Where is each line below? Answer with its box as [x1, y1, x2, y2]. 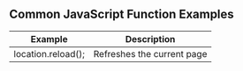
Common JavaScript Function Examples [9, 7, 234, 22]
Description [125, 32, 176, 45]
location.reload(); [13, 47, 86, 60]
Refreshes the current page [93, 47, 208, 60]
